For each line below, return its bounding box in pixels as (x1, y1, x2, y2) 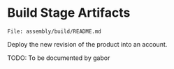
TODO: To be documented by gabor (7, 54, 110, 62)
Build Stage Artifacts (7, 5, 131, 21)
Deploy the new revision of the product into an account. (7, 40, 168, 48)
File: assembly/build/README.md (7, 28, 101, 35)
